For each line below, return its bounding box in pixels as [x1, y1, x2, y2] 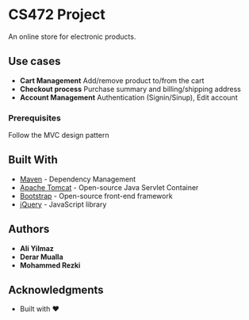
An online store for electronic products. [8, 32, 136, 41]
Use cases [8, 55, 61, 68]
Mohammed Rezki [19, 260, 81, 270]
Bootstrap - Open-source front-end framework [19, 191, 173, 200]
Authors [8, 223, 50, 236]
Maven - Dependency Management [19, 174, 136, 184]
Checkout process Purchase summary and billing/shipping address [19, 84, 242, 93]
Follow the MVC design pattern [8, 131, 109, 140]
